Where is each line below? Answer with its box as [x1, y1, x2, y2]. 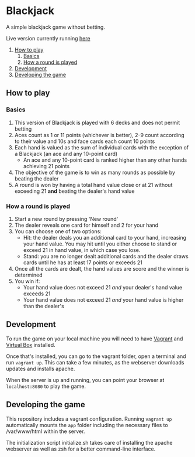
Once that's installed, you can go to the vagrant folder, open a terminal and [6, 353, 186, 360]
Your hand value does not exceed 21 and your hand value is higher [23, 296, 184, 303]
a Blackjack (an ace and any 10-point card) [14, 150, 118, 157]
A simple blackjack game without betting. [6, 23, 105, 30]
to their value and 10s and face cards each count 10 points [14, 138, 155, 145]
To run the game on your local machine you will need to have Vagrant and [6, 335, 183, 342]
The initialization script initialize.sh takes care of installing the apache [6, 439, 173, 446]
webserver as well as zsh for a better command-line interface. [6, 445, 156, 452]
